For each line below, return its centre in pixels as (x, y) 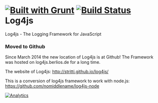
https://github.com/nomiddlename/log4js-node (52, 86)
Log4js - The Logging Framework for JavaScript (53, 34)
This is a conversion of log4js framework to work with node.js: (67, 81)
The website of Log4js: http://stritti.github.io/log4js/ (57, 72)
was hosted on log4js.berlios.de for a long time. (53, 62)
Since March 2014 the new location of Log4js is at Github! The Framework (79, 57)
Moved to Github (25, 46)
